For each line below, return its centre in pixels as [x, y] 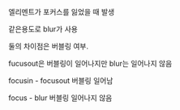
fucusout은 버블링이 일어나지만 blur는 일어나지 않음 [90, 63]
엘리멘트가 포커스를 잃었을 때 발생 [62, 12]
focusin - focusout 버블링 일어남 [61, 80]
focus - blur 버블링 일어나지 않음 [60, 98]
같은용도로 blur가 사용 [43, 29]
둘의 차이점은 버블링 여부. [49, 46]
